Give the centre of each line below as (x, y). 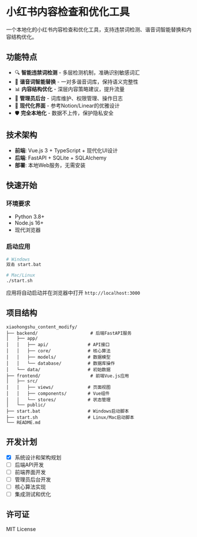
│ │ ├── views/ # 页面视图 (58, 387)
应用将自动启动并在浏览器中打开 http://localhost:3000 (73, 293)
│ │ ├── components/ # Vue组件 (58, 393)
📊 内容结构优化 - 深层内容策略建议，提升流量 (70, 89)
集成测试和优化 (33, 494)
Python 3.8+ (30, 217)
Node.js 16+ (29, 223)
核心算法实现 (30, 486)
